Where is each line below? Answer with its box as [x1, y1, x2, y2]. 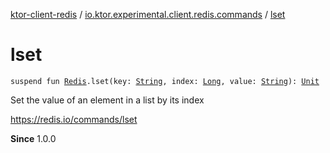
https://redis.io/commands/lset [10, 113, 138, 125]
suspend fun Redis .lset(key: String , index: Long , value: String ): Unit [10, 76, 320, 86]
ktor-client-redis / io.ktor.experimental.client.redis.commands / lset [10, 9, 286, 20]
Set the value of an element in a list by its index [10, 94, 205, 106]
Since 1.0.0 [10, 132, 57, 144]
